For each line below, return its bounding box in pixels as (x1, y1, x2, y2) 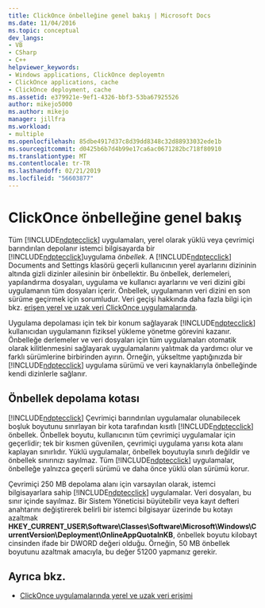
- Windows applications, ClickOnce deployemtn (8, 71, 165, 79)
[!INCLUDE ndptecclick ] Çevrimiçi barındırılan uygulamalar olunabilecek (8, 413, 240, 423)
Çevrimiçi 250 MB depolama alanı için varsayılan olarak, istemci (8, 479, 217, 489)
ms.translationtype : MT (8, 152, 87, 160)
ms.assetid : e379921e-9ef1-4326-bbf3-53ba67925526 (8, 93, 179, 101)
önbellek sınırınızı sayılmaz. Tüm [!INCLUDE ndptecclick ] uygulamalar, (8, 455, 236, 465)
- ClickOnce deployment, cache (8, 85, 112, 94)
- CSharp (8, 49, 37, 57)
